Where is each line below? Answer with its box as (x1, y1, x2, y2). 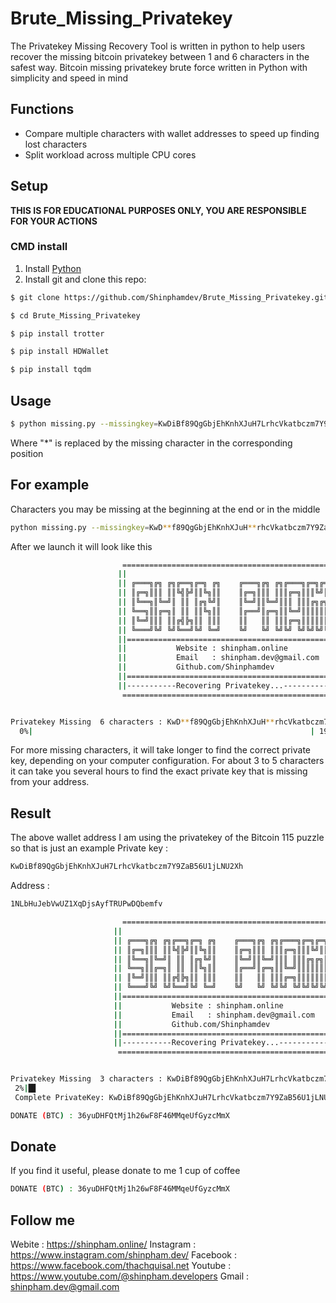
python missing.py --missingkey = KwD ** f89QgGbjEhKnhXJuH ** (10, 522, 257, 532)
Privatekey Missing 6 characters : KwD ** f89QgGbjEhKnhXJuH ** (10, 717, 275, 727)
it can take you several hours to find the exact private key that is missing (10, 765, 308, 777)
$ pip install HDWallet (10, 347, 110, 357)
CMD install (10, 240, 68, 254)
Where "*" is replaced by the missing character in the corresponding (10, 437, 293, 449)
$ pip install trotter (10, 328, 105, 339)
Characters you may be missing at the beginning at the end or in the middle (10, 503, 321, 515)
